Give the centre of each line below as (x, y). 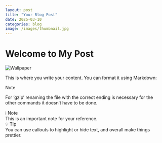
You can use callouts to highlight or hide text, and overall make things (78, 130)
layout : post (19, 10)
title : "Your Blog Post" (31, 15)
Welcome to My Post (50, 54)
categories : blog (24, 24)
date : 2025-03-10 (24, 19)
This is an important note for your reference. (51, 119)
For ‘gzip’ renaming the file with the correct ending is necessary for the (79, 97)
